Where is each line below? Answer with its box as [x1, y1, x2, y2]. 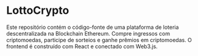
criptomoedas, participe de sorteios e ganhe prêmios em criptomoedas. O [6, 36, 192, 43]
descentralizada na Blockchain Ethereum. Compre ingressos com [6, 30, 171, 37]
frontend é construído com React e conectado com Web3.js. [6, 43, 158, 50]
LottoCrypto [6, 4, 69, 17]
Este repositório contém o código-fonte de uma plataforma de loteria [6, 23, 179, 31]
